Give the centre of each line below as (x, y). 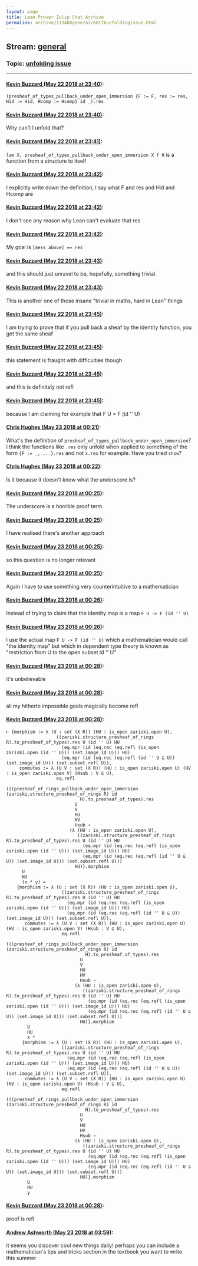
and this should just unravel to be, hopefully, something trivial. (82, 274)
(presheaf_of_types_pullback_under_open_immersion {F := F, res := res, (97, 96)
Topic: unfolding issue (39, 63)
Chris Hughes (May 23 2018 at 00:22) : (54, 466)
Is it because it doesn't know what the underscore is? (71, 479)
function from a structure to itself (46, 161)
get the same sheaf (29, 333)
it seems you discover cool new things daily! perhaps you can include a (93, 1245)
